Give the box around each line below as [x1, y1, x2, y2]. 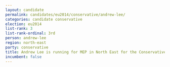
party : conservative [5, 45, 49, 50]
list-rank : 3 [5, 26, 33, 31]
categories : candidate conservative [5, 17, 82, 22]
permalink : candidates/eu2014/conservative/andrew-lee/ [5, 12, 125, 17]
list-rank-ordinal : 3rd [5, 31, 56, 36]
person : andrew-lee [5, 36, 47, 41]
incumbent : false [5, 54, 42, 59]
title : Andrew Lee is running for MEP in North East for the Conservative [5, 49, 166, 54]
